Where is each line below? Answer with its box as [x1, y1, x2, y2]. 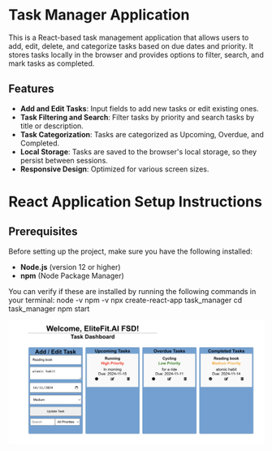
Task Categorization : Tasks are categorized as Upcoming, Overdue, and [19, 129, 264, 139]
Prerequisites [8, 225, 78, 239]
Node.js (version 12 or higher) [19, 262, 121, 271]
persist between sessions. [19, 155, 108, 165]
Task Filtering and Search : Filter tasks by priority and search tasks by [19, 112, 255, 122]
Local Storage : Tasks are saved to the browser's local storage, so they [19, 146, 257, 156]
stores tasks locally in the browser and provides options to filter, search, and [8, 50, 264, 59]
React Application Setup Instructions [8, 193, 262, 210]
